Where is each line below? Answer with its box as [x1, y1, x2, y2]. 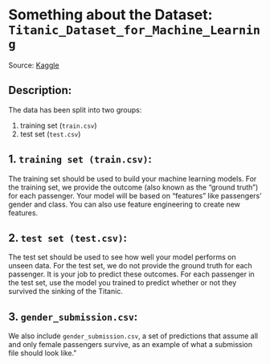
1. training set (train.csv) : [8, 153, 153, 166]
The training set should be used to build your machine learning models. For [8, 174, 257, 183]
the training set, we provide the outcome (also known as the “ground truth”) [8, 182, 259, 192]
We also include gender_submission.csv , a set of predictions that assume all [8, 331, 259, 341]
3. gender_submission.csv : [8, 309, 138, 323]
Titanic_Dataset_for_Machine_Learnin [8, 22, 261, 38]
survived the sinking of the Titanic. [8, 287, 123, 297]
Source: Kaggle [8, 60, 59, 70]
